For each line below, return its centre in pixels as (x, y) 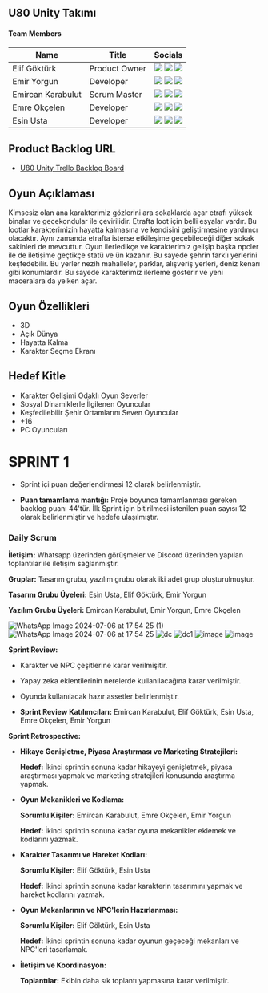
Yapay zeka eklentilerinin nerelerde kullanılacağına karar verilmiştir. (130, 681)
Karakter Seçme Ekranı (58, 351)
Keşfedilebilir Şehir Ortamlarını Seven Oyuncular (99, 412)
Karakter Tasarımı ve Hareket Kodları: (84, 855)
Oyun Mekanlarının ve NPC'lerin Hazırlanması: (99, 910)
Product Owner (118, 68)
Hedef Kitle (37, 376)
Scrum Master (116, 94)
